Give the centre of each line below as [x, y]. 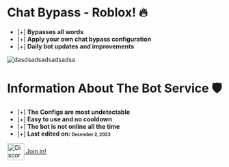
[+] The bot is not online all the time [68, 126]
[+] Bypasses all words [50, 31]
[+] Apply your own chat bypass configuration [84, 39]
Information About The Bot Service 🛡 [114, 88]
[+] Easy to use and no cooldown [65, 119]
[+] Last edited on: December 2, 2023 [64, 134]
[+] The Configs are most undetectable [73, 112]
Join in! [36, 151]
